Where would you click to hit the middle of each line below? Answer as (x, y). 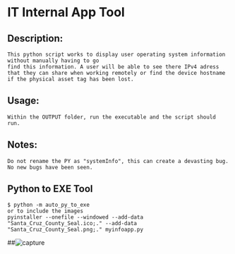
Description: (35, 38)
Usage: (24, 101)
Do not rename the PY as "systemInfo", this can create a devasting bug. (118, 161)
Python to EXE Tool (50, 189)
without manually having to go (53, 61)
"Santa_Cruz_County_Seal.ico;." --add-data (72, 224)
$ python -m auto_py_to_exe (49, 205)
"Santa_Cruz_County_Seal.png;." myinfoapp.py (75, 230)
